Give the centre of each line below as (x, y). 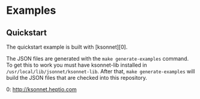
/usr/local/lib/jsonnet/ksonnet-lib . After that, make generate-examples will (101, 71)
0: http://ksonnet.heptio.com (41, 89)
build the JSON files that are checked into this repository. (77, 78)
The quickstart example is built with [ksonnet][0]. (67, 47)
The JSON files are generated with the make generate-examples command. (98, 58)
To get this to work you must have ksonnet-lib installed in (77, 65)
